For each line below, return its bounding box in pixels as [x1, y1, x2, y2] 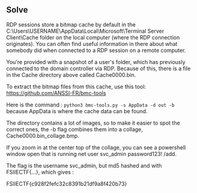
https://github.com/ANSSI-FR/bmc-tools [6, 89, 107, 96]
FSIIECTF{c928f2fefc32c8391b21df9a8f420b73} [6, 180, 128, 187]
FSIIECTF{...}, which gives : [6, 168, 74, 175]
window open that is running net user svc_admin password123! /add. [6, 150, 177, 157]
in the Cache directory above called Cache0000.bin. [6, 71, 136, 78]
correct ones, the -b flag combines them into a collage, [6, 125, 143, 132]
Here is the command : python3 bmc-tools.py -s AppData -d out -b [6, 101, 175, 108]
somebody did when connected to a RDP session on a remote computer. [6, 47, 186, 54]
